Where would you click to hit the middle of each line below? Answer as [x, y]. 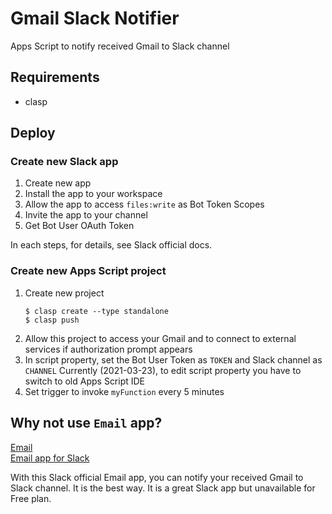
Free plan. [31, 498]
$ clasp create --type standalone [96, 311]
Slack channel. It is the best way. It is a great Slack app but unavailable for [163, 488]
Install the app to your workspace [93, 194]
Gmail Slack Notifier [95, 18]
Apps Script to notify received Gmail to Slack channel [120, 46]
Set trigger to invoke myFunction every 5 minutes [124, 391]
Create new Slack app [64, 162]
